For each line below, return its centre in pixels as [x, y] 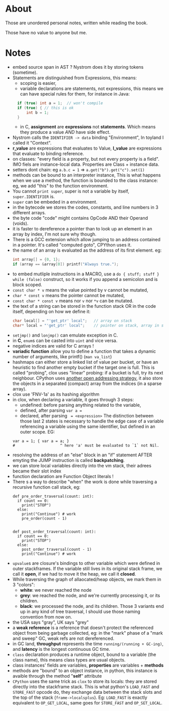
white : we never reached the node [56, 590]
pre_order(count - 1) [44, 518]
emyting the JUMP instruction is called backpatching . [68, 460]
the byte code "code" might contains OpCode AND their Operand [80, 218]
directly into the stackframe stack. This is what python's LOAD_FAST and [86, 686]
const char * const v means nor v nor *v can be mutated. [73, 301]
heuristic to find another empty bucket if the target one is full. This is [83, 367]
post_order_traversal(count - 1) [57, 549]
